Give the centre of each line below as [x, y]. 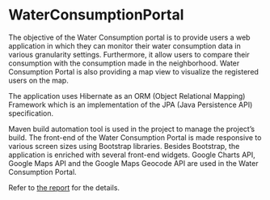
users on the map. [38, 80]
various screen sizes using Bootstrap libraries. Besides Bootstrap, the [124, 146]
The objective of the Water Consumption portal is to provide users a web [129, 37]
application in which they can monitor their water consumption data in [124, 45]
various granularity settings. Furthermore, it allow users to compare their [129, 54]
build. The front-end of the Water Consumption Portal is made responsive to [135, 137]
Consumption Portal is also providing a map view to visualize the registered [133, 71]
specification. [31, 113]
